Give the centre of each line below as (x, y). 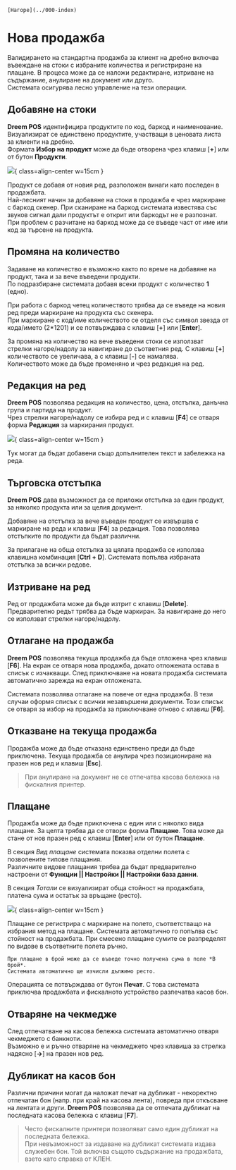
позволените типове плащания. (55, 859)
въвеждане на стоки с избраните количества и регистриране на (105, 65)
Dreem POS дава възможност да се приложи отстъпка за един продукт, (116, 500)
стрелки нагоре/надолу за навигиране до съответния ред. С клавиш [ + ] (116, 348)
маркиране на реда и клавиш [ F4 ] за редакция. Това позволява (103, 529)
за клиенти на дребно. (41, 142)
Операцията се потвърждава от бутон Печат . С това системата (103, 985)
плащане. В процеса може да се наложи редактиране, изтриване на (111, 72)
